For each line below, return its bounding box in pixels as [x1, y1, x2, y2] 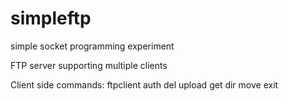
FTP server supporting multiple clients [10, 59, 168, 71]
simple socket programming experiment [10, 40, 175, 52]
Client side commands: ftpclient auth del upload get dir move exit [10, 78, 279, 91]
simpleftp [10, 7, 92, 30]
